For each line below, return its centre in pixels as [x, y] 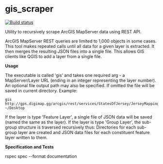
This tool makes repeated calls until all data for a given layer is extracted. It [80, 46]
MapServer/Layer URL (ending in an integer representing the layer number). [81, 80]
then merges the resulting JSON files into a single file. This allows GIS [75, 51]
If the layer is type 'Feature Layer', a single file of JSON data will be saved [79, 117]
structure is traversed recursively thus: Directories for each [77, 127]
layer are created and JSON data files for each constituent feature [84, 132]
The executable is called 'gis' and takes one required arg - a [65, 75]
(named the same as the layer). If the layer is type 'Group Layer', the [73, 122]
